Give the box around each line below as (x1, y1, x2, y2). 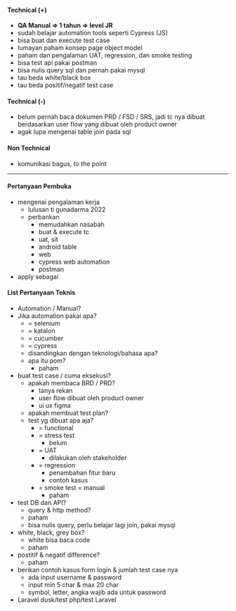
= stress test (38, 431, 75, 439)
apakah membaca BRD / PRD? (27, 379, 116, 387)
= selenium (27, 319, 61, 328)
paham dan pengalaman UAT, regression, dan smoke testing (17, 51, 192, 60)
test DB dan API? (17, 499, 67, 507)
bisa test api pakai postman (17, 58, 97, 67)
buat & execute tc (38, 227, 90, 236)
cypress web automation (38, 257, 110, 266)
